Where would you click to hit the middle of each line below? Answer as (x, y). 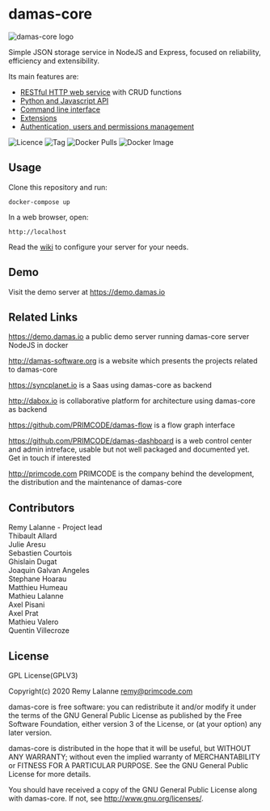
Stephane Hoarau (38, 579)
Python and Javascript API (64, 100)
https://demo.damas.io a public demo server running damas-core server (129, 337)
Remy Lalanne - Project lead (55, 528)
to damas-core (33, 370)
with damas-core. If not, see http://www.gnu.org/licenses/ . (106, 798)
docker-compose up (39, 202)
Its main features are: (44, 76)
